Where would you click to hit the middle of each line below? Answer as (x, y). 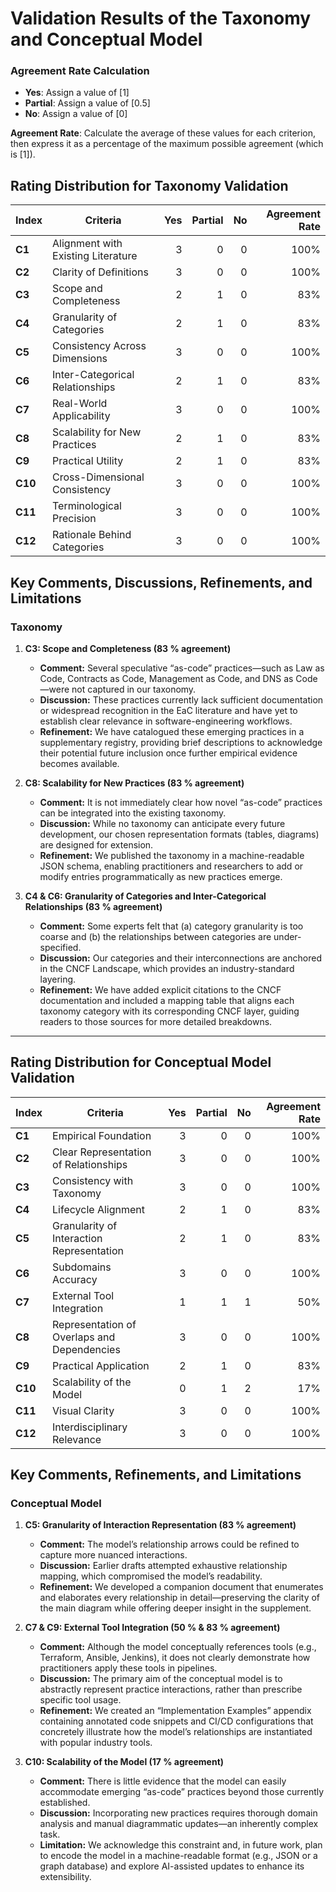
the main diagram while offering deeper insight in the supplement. (175, 1608)
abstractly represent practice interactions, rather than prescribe (171, 1689)
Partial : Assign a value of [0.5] (87, 103)
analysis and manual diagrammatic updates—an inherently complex (179, 1824)
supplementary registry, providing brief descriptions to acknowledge (181, 742)
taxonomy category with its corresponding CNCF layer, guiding (169, 1011)
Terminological (87, 506)
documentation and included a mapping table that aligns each (167, 1000)
